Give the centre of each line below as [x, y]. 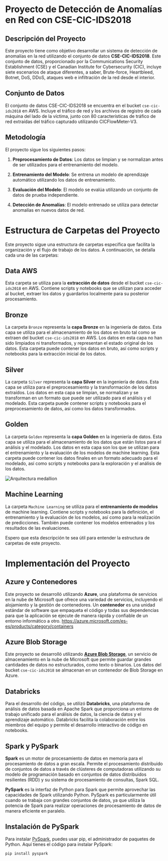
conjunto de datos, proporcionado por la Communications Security [74, 61]
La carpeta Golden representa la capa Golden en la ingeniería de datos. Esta [83, 437]
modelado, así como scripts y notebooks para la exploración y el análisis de [83, 463]
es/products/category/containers [39, 626]
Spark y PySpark [32, 746]
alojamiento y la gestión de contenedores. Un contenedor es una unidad [80, 605]
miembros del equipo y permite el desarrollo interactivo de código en [76, 725]
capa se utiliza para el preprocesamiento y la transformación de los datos [81, 387]
